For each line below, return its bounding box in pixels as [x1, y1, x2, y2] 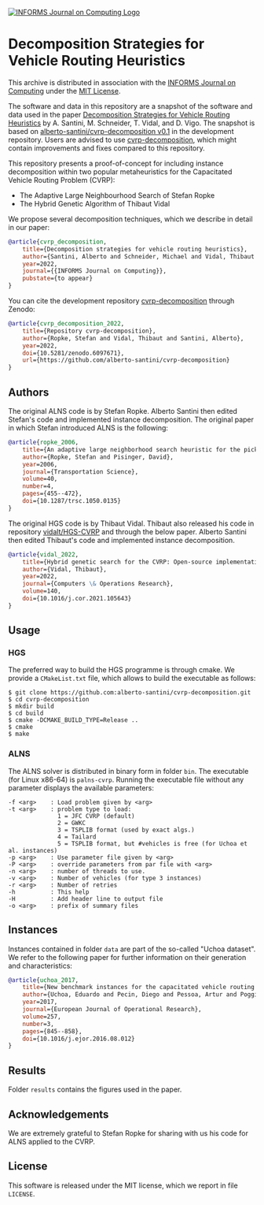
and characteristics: [8, 961, 73, 970]
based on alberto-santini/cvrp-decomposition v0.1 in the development [8, 126, 234, 136]
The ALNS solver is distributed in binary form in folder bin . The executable [8, 766, 249, 775]
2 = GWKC [57, 819, 86, 827]
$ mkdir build [8, 702, 55, 711]
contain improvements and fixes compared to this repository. [8, 143, 206, 153]
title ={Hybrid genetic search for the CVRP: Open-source [22, 558, 213, 566]
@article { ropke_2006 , [8, 438, 79, 446]
